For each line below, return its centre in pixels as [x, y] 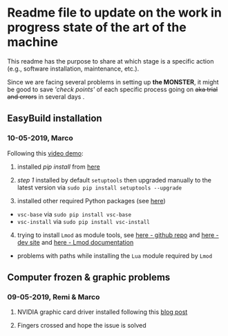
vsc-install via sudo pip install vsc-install [83, 221]
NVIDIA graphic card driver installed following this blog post [102, 312]
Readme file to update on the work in [115, 13]
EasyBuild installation [55, 119]
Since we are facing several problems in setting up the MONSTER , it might [113, 82]
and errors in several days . [46, 96]
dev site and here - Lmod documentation [75, 242]
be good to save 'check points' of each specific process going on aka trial [113, 89]
